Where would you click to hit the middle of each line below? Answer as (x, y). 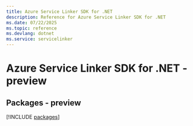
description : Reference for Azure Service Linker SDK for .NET (86, 17)
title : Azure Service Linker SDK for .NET (59, 12)
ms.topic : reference (32, 28)
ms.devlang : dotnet (30, 34)
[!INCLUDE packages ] (33, 117)
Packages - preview (44, 103)
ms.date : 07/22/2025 (32, 22)
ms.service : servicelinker (39, 39)
